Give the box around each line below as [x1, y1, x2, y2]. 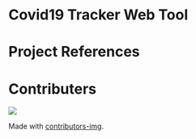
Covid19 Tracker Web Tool [8, 6, 189, 24]
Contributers [8, 79, 97, 98]
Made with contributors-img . [8, 121, 104, 131]
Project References [8, 43, 140, 61]
